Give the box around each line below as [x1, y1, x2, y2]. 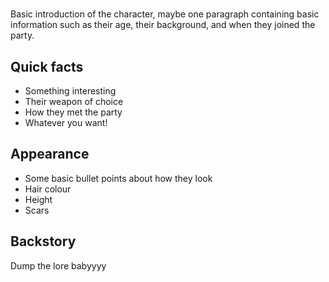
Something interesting [24, 85, 117, 97]
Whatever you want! [24, 117, 108, 128]
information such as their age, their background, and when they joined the [10, 19, 316, 31]
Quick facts [10, 58, 84, 75]
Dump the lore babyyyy [10, 259, 107, 272]
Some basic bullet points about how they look [24, 172, 213, 184]
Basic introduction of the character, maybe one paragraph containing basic [10, 8, 320, 20]
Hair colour [24, 183, 72, 195]
